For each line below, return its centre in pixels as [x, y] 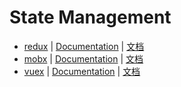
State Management [90, 17]
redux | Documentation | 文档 [84, 46]
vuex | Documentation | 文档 [82, 71]
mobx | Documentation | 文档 [83, 58]
